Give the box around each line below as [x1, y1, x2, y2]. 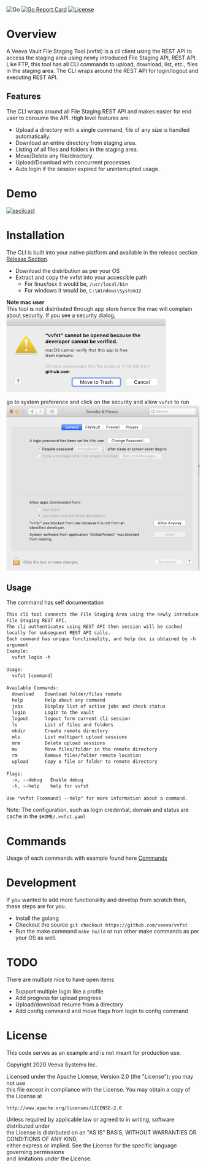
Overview [6, 28, 57, 41]
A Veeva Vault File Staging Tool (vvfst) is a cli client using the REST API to [6, 47, 193, 55]
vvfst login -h [12, 654, 51, 660]
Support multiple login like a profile [15, 988, 104, 995]
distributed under [6, 1122, 50, 1130]
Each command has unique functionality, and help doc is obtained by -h [6, 636, 196, 642]
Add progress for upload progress [15, 994, 102, 1002]
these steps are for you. [6, 903, 67, 910]
